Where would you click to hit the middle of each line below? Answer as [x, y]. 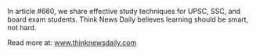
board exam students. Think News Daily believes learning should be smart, [128, 19]
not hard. [22, 27]
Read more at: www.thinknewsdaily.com [72, 43]
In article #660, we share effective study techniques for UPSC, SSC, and [124, 11]
